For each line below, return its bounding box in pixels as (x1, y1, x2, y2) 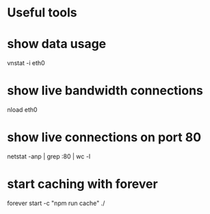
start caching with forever (7, 176, 159, 192)
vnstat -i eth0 (7, 59, 46, 67)
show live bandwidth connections (7, 83, 203, 99)
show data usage (7, 36, 107, 52)
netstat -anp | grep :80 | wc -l (7, 152, 91, 160)
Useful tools (7, 5, 77, 21)
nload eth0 (7, 106, 38, 114)
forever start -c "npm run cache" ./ (7, 199, 105, 207)
